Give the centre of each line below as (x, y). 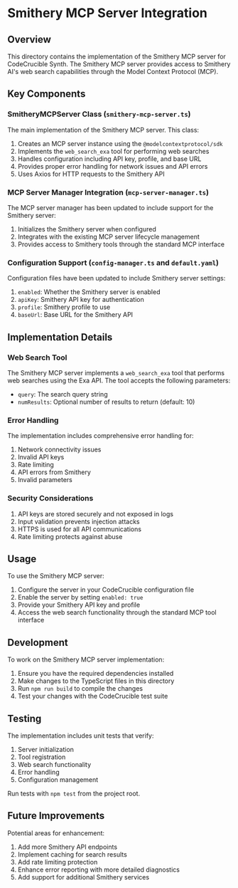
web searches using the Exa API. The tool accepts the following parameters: (119, 380)
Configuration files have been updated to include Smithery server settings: (117, 278)
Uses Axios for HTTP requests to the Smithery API (91, 174)
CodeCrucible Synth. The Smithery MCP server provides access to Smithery (119, 64)
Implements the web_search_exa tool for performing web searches (113, 151)
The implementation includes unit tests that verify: (81, 736)
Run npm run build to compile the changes (80, 689)
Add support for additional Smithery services (83, 877)
